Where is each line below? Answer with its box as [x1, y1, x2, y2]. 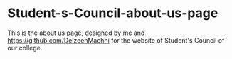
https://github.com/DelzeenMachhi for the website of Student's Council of [7, 36, 225, 44]
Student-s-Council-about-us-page [7, 5, 218, 21]
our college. [7, 43, 43, 52]
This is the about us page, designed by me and [7, 28, 145, 37]
